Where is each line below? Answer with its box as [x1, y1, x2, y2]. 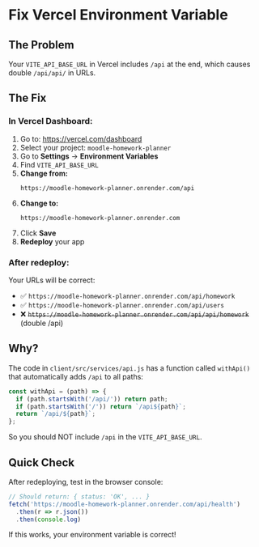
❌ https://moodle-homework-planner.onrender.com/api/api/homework [19, 309, 249, 319]
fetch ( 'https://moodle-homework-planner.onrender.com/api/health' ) [8, 500, 241, 508]
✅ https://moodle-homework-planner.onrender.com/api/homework [19, 290, 236, 300]
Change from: [19, 168, 69, 178]
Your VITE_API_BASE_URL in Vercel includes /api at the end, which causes [8, 59, 251, 69]
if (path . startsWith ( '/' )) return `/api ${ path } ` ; [15, 402, 186, 410]
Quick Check [8, 456, 75, 469]
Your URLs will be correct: [8, 275, 96, 285]
